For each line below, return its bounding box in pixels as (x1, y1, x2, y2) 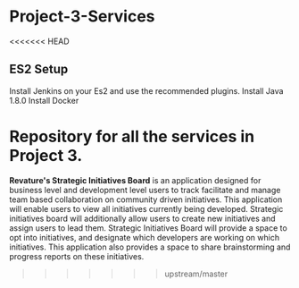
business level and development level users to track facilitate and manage (9, 184, 281, 195)
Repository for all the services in (9, 126, 255, 147)
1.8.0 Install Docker (9, 95, 79, 106)
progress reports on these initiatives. (9, 250, 145, 261)
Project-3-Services (9, 6, 155, 27)
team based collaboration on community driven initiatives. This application (9, 194, 283, 205)
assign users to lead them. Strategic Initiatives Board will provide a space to (9, 222, 287, 233)
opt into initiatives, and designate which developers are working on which (9, 232, 279, 242)
